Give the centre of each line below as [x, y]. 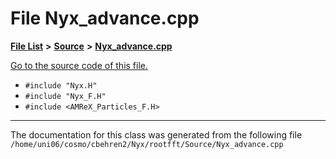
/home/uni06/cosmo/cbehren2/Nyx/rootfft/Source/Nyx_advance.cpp [147, 144]
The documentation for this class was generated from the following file [156, 134]
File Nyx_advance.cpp [105, 18]
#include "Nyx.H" [61, 85]
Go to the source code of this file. [79, 65]
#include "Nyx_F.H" [65, 96]
